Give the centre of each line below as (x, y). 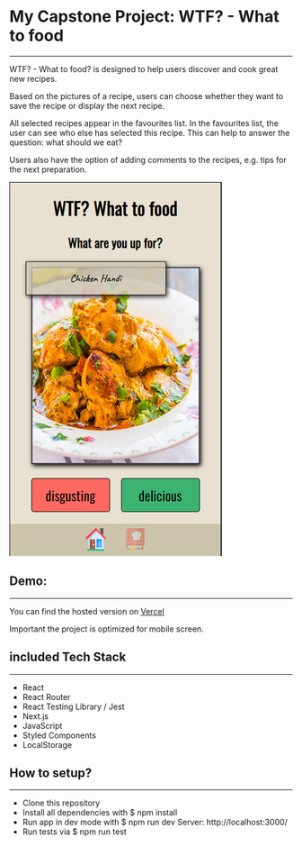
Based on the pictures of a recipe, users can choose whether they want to (147, 96)
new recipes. (33, 78)
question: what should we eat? (66, 142)
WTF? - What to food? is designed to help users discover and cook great (144, 68)
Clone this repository (61, 803)
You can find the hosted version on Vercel (87, 611)
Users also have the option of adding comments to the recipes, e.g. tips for (148, 159)
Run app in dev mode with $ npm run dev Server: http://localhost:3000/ (155, 823)
